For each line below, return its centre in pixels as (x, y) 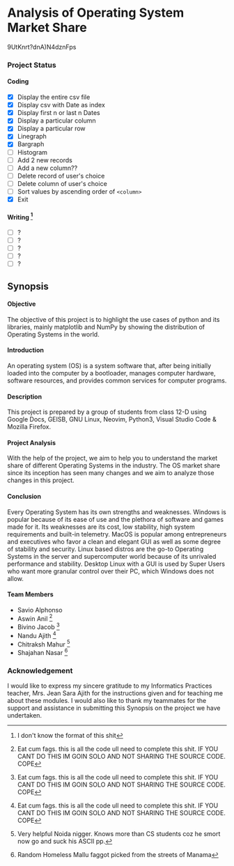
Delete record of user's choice (61, 176)
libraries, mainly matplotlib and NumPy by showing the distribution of (106, 327)
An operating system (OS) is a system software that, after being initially (109, 365)
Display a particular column (56, 121)
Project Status (32, 65)
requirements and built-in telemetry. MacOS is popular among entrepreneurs (117, 534)
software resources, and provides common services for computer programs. (117, 380)
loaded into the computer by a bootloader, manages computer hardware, (111, 373)
